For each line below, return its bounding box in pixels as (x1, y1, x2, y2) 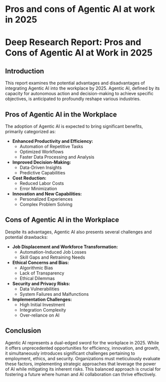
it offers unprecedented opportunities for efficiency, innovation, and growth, (5, 345, 160, 351)
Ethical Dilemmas (19, 275, 55, 281)
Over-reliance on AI (19, 312, 60, 318)
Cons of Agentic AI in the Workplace (5, 216, 120, 224)
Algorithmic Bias (19, 265, 53, 271)
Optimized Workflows (19, 149, 64, 155)
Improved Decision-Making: (12, 160, 71, 165)
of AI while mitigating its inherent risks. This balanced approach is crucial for (5, 366, 161, 372)
